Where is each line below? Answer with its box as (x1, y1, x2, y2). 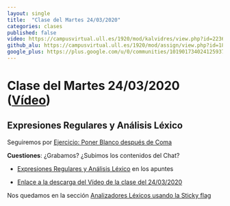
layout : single (7, 10, 51, 17)
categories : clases (7, 23, 63, 30)
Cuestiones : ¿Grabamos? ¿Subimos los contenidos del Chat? (7, 151, 180, 159)
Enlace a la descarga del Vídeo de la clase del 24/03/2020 (16, 178, 183, 186)
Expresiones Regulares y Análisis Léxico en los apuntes (16, 164, 174, 172)
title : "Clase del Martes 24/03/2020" (7, 16, 121, 23)
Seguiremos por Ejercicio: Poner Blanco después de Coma (7, 138, 172, 146)
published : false (7, 29, 57, 36)
